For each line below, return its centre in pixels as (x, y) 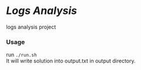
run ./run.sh (21, 55)
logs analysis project (31, 27)
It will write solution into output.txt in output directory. (71, 61)
